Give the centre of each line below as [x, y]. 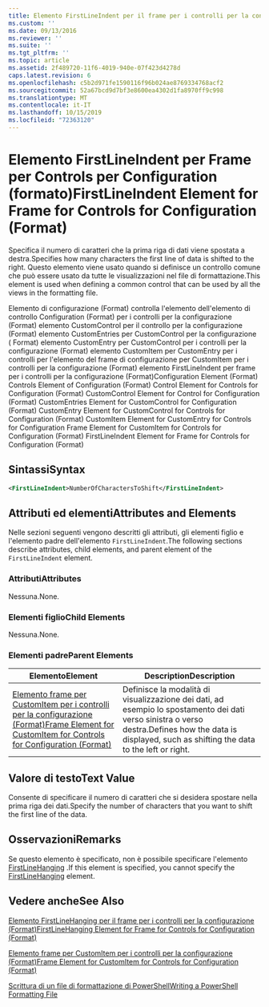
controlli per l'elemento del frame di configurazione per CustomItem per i [129, 359]
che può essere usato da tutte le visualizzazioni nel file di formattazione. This [134, 275]
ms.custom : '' [32, 23]
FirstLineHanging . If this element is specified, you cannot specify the [122, 867]
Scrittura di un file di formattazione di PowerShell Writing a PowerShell [123, 985]
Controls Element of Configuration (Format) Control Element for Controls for [133, 385]
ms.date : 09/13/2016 [43, 30]
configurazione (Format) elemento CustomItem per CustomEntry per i [123, 350]
